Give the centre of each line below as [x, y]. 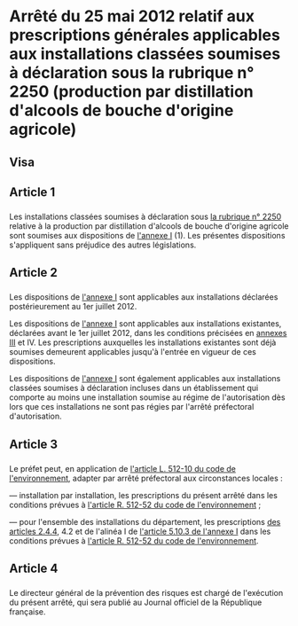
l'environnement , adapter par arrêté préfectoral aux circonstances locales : [146, 478]
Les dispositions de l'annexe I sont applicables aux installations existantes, [145, 324]
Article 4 [34, 568]
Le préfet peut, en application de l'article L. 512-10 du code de [123, 468]
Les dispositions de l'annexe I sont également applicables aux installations [145, 379]
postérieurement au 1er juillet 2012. [73, 307]
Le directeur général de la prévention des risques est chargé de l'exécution [146, 592]
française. [27, 611]
